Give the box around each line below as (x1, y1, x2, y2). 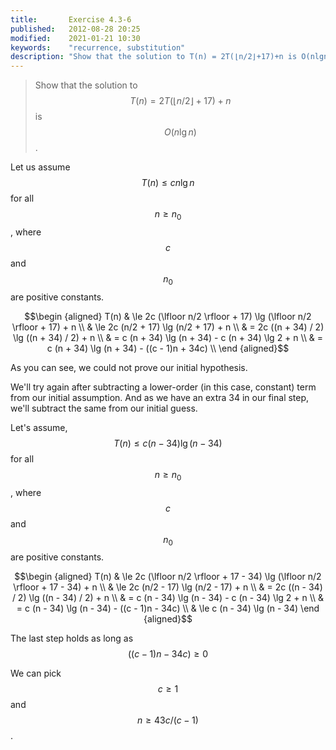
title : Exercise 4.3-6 (10, 14, 132, 25)
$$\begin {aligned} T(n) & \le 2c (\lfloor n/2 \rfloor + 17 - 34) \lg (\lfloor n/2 (14, 571, 322, 583)
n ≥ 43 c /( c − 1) (137, 714, 199, 726)
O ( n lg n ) (163, 126, 197, 138)
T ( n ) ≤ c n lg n (141, 177, 195, 189)
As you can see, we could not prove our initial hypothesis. (10, 361, 248, 373)
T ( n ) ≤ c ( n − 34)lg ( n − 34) (113, 437, 223, 449)
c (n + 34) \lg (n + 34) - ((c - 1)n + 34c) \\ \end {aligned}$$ (46, 342, 290, 354)
